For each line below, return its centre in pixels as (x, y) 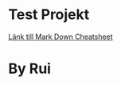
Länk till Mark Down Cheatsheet (60, 37)
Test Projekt (49, 15)
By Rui (30, 69)
